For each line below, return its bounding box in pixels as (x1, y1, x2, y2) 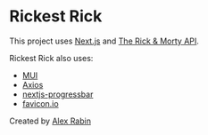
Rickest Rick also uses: (9, 52, 94, 63)
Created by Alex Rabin (9, 115, 92, 126)
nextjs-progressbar (21, 89, 94, 99)
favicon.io (21, 98, 60, 108)
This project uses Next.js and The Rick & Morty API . (9, 36, 199, 46)
